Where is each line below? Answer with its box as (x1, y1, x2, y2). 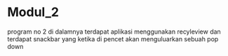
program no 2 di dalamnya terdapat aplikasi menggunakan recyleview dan (7, 27, 221, 36)
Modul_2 (7, 4, 60, 20)
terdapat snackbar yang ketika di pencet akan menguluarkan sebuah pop (7, 34, 219, 43)
